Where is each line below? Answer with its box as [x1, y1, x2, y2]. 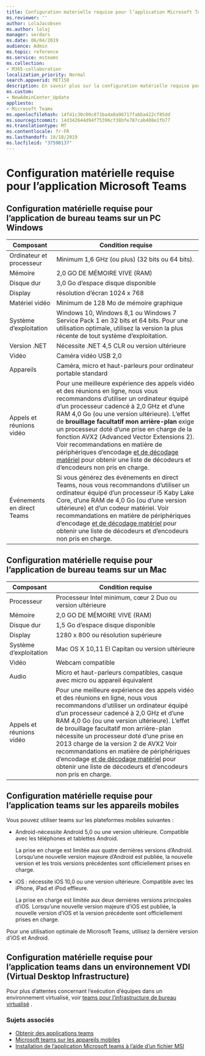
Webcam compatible [56, 658, 115, 667]
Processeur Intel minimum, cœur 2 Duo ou [56, 593, 177, 602]
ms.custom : [6, 89, 34, 95]
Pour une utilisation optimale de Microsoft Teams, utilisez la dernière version [6, 928, 198, 935]
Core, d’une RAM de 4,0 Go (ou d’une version [56, 496, 187, 504]
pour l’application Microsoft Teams [6, 179, 187, 193]
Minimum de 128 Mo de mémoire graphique [56, 298, 183, 307]
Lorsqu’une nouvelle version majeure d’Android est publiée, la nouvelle [15, 853, 193, 861]
